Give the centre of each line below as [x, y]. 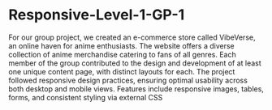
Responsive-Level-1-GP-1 [97, 15]
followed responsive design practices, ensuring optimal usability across [128, 80]
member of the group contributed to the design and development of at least [135, 63]
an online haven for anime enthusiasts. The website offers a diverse [122, 45]
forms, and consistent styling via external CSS [86, 97]
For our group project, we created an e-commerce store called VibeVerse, [132, 37]
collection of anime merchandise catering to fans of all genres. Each [123, 54]
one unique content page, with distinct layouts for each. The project [122, 71]
